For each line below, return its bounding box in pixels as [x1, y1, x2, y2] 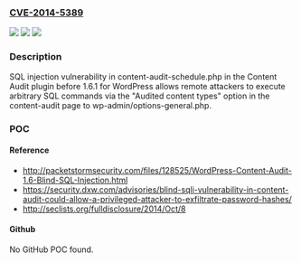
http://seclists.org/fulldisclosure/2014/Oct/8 [22, 203, 187, 214]
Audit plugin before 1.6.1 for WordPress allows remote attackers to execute [9, 80, 287, 91]
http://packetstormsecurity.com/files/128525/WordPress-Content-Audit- [22, 164, 292, 175]
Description [9, 51, 62, 63]
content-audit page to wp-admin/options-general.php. [9, 99, 212, 110]
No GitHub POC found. [9, 244, 94, 255]
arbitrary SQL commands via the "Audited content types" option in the [9, 90, 270, 101]
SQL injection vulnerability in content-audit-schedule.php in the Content [9, 70, 277, 82]
